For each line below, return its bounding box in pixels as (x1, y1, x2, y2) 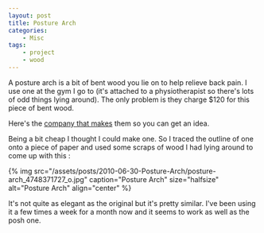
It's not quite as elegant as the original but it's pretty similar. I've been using (8, 198, 256, 208)
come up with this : (8, 150, 71, 160)
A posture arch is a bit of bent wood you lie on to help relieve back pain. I (8, 77, 248, 87)
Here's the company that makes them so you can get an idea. (8, 118, 210, 128)
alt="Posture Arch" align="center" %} (8, 183, 132, 192)
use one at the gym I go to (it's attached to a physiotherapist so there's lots (8, 86, 254, 95)
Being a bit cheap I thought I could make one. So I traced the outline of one (8, 134, 254, 143)
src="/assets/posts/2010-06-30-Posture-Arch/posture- (33, 166, 216, 176)
